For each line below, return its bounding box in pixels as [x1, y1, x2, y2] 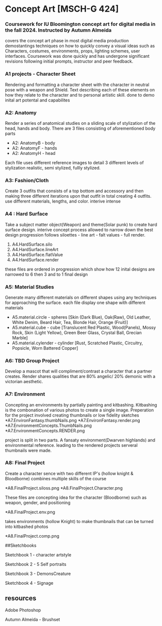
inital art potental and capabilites [5, 97, 70, 103]
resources [5, 594, 36, 603]
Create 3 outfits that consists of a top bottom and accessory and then [5, 188, 144, 194]
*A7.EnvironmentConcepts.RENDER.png [5, 427, 85, 433]
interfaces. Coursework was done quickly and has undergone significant [5, 53, 150, 59]
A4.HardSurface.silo [12, 241, 53, 247]
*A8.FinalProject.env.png [5, 509, 56, 515]
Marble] [12, 335, 28, 340]
